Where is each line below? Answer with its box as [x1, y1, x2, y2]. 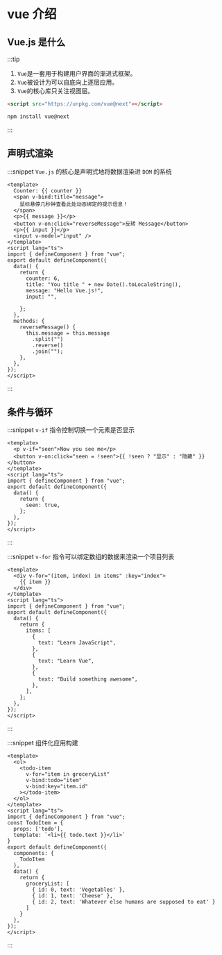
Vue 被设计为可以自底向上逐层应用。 [17, 78, 119, 86]
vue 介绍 [7, 6, 57, 22]
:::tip [7, 55, 20, 63]
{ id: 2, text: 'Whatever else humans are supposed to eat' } [32, 899, 216, 906]
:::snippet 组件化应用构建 [7, 739, 78, 747]
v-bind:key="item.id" [25, 783, 89, 790]
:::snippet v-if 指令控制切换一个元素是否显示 [7, 426, 135, 434]
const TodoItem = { [7, 820, 64, 827]
